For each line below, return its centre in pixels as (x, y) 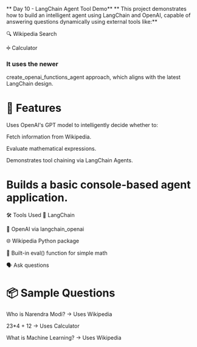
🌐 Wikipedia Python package (43, 241)
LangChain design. (30, 84)
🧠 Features (34, 108)
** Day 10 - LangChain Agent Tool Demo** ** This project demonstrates (96, 9)
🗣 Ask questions (28, 265)
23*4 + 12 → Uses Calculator (43, 326)
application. (37, 198)
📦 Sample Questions (61, 293)
